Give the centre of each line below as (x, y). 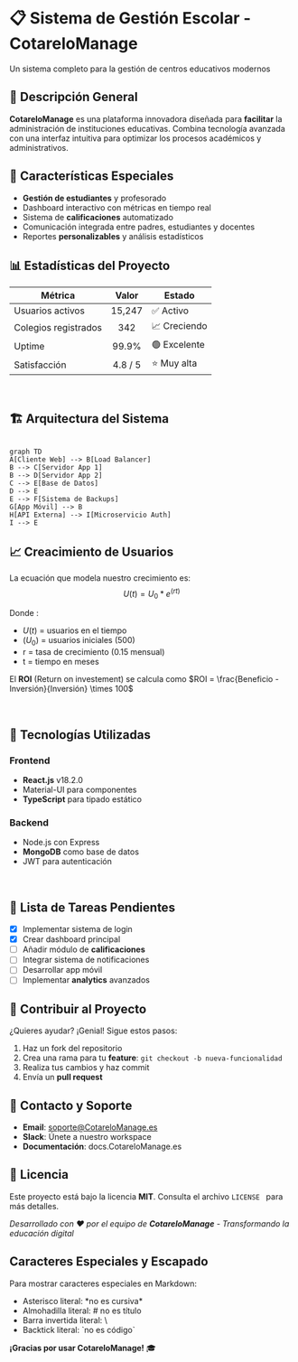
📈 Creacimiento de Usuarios (92, 551)
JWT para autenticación (67, 862)
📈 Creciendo (179, 326)
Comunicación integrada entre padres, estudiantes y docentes (139, 227)
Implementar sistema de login (77, 929)
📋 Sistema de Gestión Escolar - (130, 19)
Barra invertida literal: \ (65, 1320)
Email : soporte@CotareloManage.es (90, 1127)
